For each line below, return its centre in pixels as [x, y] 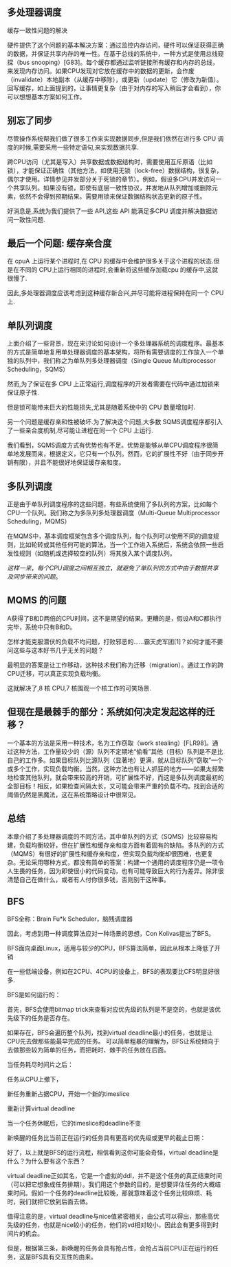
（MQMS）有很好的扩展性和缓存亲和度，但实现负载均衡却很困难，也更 [107, 853]
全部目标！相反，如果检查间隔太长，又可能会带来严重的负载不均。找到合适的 [115, 786]
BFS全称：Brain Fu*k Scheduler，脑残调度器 [70, 919]
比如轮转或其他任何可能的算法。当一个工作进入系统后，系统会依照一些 [118, 545]
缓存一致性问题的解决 [37, 30]
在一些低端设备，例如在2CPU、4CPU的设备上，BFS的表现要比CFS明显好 [111, 972]
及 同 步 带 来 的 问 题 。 [34, 577]
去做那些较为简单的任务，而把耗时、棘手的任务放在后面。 [88, 1050]
